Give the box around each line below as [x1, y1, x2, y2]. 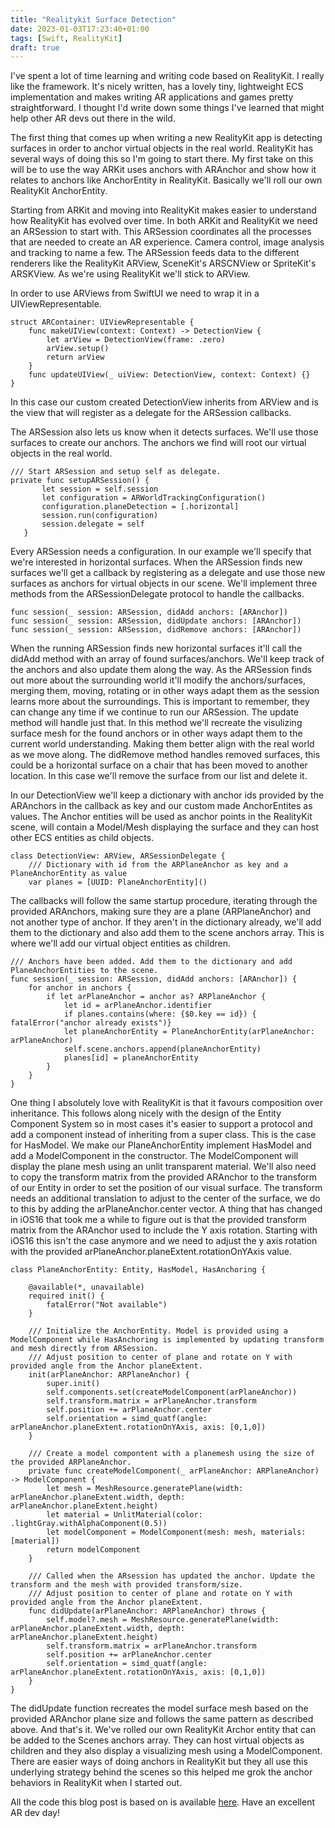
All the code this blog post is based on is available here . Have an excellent [10, 1796, 316, 1808]
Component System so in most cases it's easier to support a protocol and [10, 1118, 313, 1130]
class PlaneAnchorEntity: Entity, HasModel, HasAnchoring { [10, 1265, 267, 1275]
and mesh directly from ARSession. [10, 1344, 159, 1354]
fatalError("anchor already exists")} [10, 1018, 172, 1028]
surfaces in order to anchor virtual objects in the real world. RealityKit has [10, 142, 314, 155]
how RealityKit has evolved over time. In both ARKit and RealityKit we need [10, 215, 318, 227]
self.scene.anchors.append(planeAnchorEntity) [63, 1044, 262, 1055]
